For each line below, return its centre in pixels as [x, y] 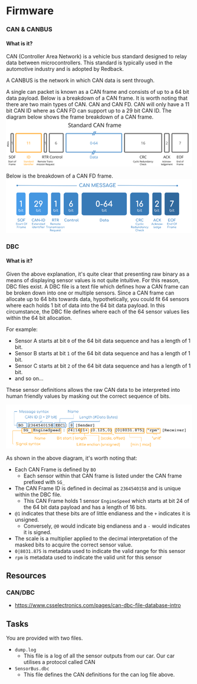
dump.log [25, 650]
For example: [22, 329]
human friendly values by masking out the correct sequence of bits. [88, 396]
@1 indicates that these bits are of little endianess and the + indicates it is [102, 513]
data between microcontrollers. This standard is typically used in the [89, 63]
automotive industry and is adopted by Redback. [65, 69]
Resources [26, 576]
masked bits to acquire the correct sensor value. [73, 545]
